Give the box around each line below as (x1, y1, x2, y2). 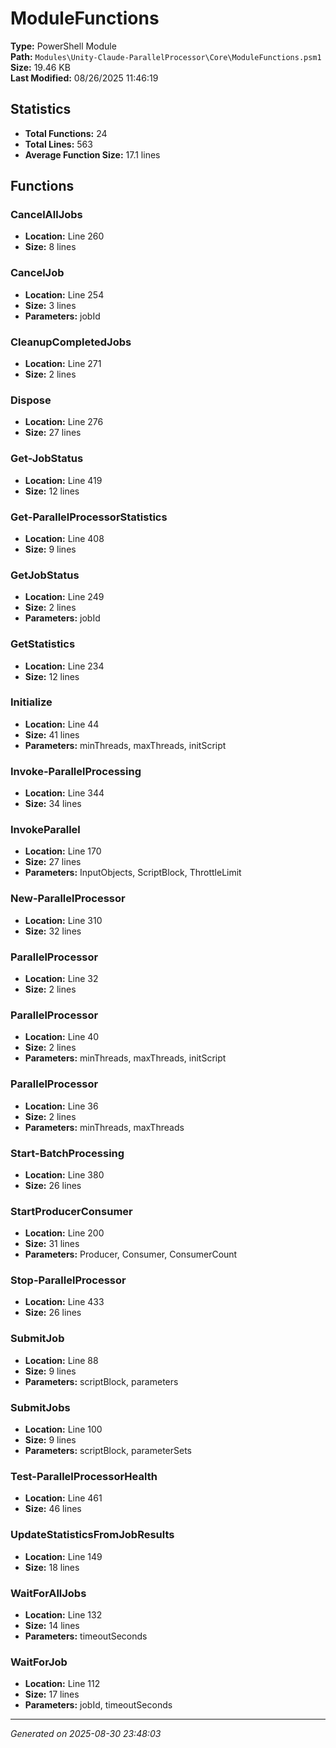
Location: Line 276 (24, 416, 104, 428)
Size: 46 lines (24, 1503, 82, 1515)
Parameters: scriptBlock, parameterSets (24, 1445, 192, 1457)
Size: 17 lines (24, 1688, 80, 1701)
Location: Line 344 (24, 787, 105, 799)
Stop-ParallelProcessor (10, 1273, 127, 1287)
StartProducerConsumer (10, 1204, 133, 1218)
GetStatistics (10, 637, 76, 651)
